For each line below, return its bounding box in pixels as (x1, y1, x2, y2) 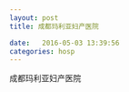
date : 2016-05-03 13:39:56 (9, 38, 120, 47)
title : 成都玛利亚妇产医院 (9, 22, 100, 31)
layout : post (9, 13, 59, 23)
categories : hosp (9, 46, 75, 56)
